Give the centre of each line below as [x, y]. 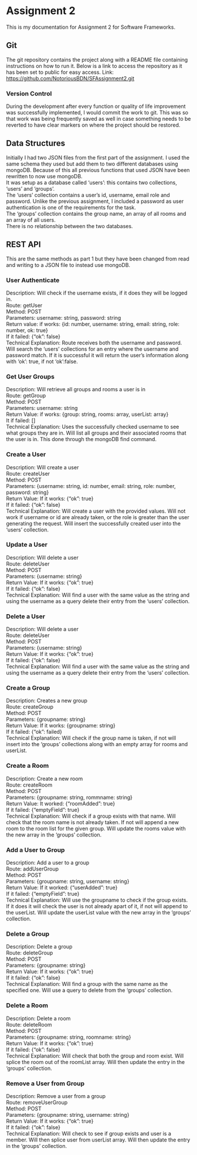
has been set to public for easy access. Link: [60, 72]
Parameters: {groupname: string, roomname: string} [69, 1037]
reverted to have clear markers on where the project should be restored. [93, 125]
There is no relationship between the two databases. [69, 226]
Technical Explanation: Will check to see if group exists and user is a [89, 1133]
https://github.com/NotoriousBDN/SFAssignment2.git [70, 78]
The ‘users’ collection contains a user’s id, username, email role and [88, 195]
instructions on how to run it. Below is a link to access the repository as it [94, 66]
